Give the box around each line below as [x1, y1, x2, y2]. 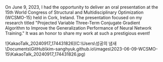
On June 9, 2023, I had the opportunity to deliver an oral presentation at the [5, 4, 159, 10]
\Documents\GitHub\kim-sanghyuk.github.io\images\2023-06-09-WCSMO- [5, 46, 158, 52]
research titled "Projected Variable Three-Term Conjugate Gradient [5, 20, 140, 26]
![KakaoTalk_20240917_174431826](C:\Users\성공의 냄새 [5, 40, 117, 46]
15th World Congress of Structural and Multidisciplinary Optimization [5, 9, 144, 15]
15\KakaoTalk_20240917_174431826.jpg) [5, 51, 86, 57]
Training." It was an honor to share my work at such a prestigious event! [5, 31, 151, 36]
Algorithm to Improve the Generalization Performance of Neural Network [5, 25, 152, 31]
